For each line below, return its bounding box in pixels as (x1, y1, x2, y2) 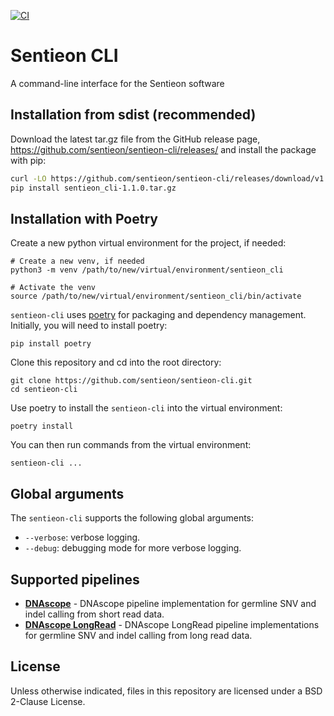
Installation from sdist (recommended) (10, 106, 257, 124)
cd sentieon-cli (10, 385, 78, 395)
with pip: (10, 154, 47, 166)
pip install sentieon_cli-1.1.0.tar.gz (10, 183, 177, 193)
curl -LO (10, 173, 47, 184)
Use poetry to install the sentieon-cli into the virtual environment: (10, 402, 283, 414)
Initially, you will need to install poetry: (10, 320, 168, 332)
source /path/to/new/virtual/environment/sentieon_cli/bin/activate (10, 291, 302, 302)
